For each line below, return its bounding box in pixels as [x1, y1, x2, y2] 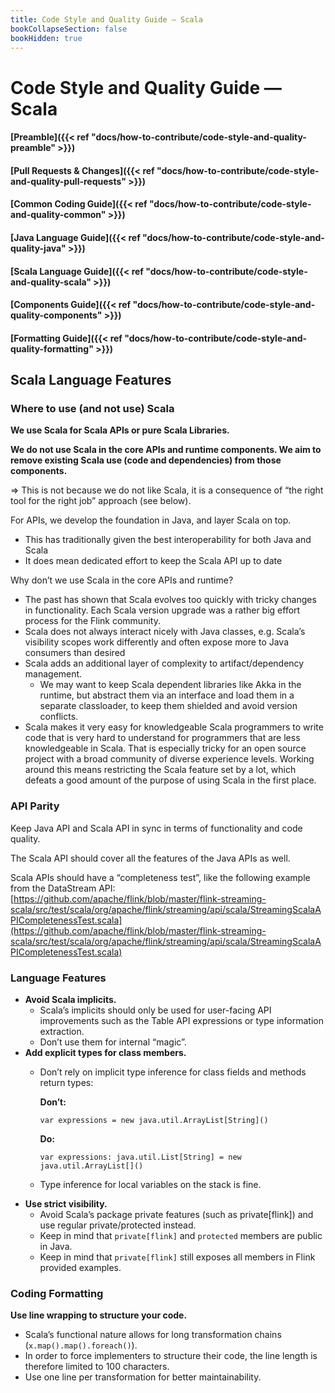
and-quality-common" [10, 209, 107, 221]
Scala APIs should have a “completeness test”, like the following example [10, 871, 311, 883]
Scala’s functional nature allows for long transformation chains [24, 1329, 282, 1341]
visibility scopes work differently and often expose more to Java [24, 636, 290, 648]
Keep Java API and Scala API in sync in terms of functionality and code [10, 822, 303, 834]
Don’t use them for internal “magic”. [39, 1036, 187, 1048]
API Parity [10, 799, 60, 813]
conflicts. [39, 711, 79, 723]
